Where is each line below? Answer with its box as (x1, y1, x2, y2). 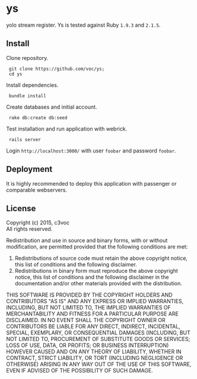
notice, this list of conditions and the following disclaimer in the (14, 273, 169, 281)
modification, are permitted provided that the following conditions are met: (6, 243, 188, 250)
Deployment (6, 164, 53, 174)
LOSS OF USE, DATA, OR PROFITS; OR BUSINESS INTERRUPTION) (6, 342, 169, 349)
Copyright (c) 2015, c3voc (6, 219, 70, 227)
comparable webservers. (6, 186, 67, 193)
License (6, 203, 36, 214)
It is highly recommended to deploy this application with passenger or (6, 180, 177, 187)
